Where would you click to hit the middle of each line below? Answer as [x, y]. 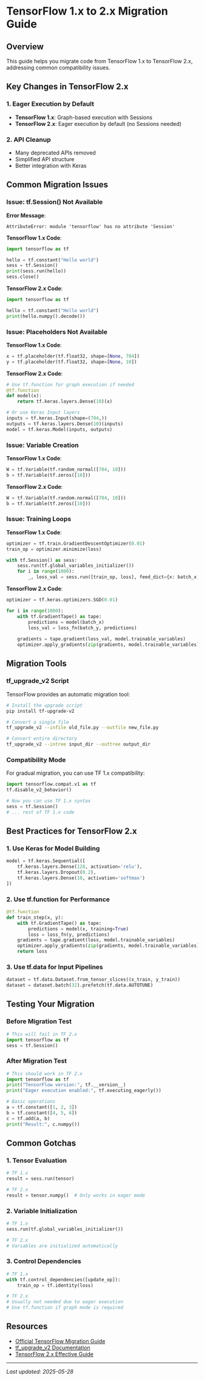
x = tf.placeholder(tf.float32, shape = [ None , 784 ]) [73, 356]
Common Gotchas [41, 1143]
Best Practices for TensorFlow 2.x [72, 831]
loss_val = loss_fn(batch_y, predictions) [83, 628]
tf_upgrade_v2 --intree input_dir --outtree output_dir [78, 744]
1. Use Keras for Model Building [53, 848]
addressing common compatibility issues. [58, 67]
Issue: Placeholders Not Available [57, 331]
